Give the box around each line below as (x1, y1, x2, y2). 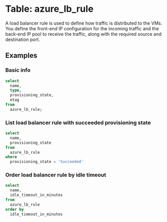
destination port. (5, 36, 40, 43)
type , (10, 88, 22, 93)
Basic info (5, 67, 31, 74)
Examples (5, 51, 37, 60)
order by (5, 207, 24, 212)
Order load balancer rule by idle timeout (5, 171, 107, 178)
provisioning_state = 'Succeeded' (10, 159, 83, 165)
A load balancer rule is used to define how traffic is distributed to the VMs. (5, 20, 162, 26)
